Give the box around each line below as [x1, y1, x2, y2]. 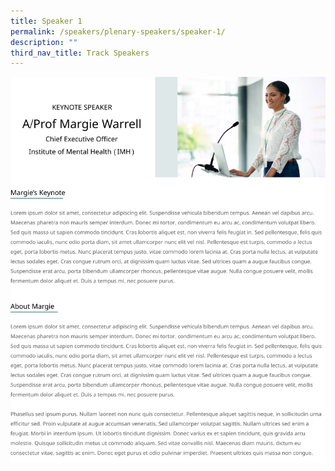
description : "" [10, 37, 78, 47]
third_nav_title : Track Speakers [10, 48, 150, 58]
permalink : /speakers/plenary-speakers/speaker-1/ [10, 26, 226, 37]
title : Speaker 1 [10, 16, 83, 26]
